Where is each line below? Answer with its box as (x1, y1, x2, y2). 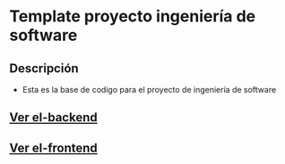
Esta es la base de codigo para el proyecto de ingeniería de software (22, 85, 277, 94)
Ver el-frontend (9, 140, 99, 155)
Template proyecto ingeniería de (9, 6, 256, 27)
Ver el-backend (9, 110, 98, 126)
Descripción (9, 61, 79, 76)
